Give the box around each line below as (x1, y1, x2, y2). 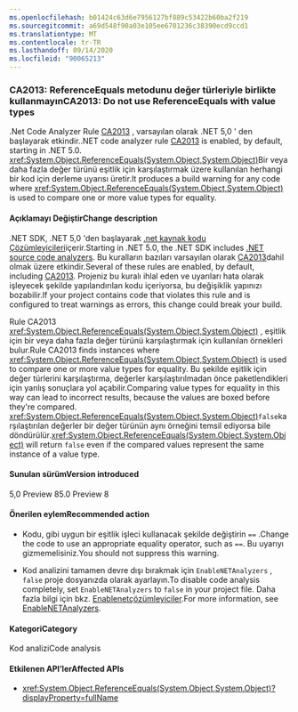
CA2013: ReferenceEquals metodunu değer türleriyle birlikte (9, 84, 277, 96)
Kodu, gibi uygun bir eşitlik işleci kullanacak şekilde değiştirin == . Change (21, 529, 289, 539)
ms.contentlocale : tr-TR (9, 37, 101, 47)
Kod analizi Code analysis (9, 643, 101, 654)
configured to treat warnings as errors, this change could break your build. (9, 299, 283, 310)
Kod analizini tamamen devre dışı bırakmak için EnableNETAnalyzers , (21, 564, 273, 575)
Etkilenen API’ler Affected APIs (9, 663, 125, 674)
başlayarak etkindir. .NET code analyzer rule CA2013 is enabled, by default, (9, 135, 283, 147)
